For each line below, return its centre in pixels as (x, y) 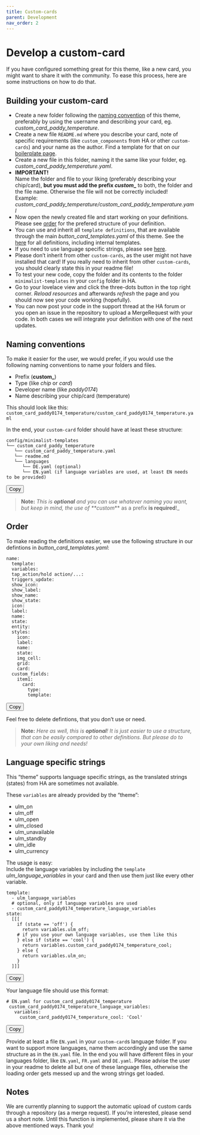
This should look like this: (37, 407)
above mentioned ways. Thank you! (50, 1125)
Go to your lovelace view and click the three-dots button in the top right (103, 287)
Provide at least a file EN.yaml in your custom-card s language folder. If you (96, 1041)
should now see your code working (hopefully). (73, 300)
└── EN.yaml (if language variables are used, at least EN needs (105, 472)
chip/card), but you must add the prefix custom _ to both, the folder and (104, 185)
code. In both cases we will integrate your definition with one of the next (104, 319)
